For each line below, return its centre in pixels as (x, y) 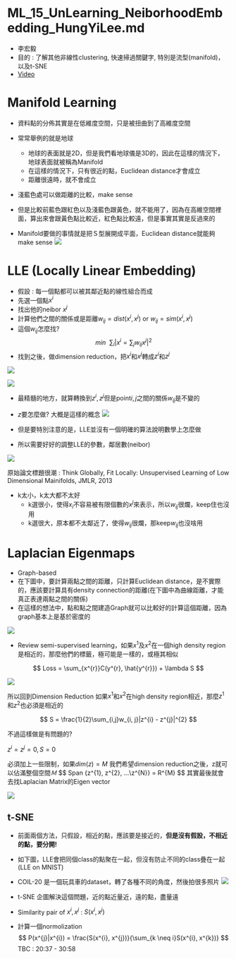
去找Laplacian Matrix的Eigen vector (59, 781)
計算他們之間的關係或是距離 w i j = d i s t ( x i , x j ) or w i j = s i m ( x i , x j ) (105, 318)
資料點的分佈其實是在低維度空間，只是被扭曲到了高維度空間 (104, 123)
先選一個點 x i (36, 299)
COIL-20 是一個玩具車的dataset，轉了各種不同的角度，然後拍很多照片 (118, 881)
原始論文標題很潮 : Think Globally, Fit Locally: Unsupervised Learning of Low (118, 472)
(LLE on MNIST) (41, 867)
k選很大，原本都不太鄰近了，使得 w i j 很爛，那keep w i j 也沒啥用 (115, 524)
